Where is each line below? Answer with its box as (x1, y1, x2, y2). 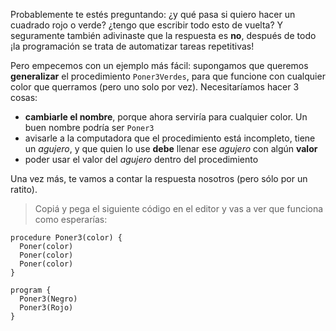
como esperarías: (34, 214, 108, 225)
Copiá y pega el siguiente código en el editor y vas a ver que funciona (34, 203, 324, 214)
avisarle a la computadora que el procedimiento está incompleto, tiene (24, 132, 316, 144)
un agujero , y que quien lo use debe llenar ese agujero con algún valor (24, 143, 318, 154)
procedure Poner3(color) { (10, 233, 123, 243)
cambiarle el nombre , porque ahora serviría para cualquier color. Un (24, 111, 308, 123)
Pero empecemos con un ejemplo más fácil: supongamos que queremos (10, 60, 309, 71)
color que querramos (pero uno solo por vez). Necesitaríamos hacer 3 (10, 81, 300, 93)
